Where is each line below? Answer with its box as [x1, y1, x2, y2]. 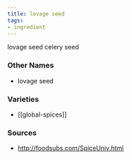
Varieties [7, 94, 39, 104]
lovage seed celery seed [7, 43, 79, 52]
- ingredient [7, 23, 46, 30]
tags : [7, 17, 23, 24]
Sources [7, 128, 37, 138]
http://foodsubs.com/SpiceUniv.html [17, 144, 124, 153]
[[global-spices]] [17, 110, 67, 119]
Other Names [7, 61, 55, 71]
